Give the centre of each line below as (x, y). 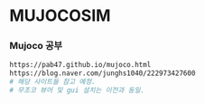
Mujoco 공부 (36, 46)
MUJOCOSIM (60, 16)
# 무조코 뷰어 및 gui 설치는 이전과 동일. (77, 90)
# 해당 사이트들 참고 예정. (53, 82)
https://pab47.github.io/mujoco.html (80, 65)
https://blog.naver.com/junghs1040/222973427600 (102, 73)
